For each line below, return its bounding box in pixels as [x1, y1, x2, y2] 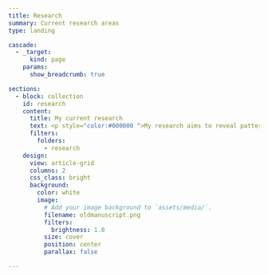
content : [22, 107, 52, 116]
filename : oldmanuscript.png [43, 210, 141, 219]
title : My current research [29, 115, 124, 123]
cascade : [8, 41, 37, 49]
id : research [22, 100, 66, 108]
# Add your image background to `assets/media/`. [43, 203, 213, 211]
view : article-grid [29, 159, 94, 167]
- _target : [15, 49, 52, 57]
